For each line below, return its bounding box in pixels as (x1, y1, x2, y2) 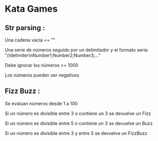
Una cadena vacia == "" (5, 37, 56, 43)
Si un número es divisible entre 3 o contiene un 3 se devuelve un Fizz (5, 110, 151, 116)
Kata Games (5, 3, 58, 15)
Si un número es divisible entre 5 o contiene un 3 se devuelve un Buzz (5, 120, 153, 126)
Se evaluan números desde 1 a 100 (5, 100, 78, 106)
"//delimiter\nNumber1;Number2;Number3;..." (5, 52, 101, 58)
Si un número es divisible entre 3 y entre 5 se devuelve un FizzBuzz (5, 130, 148, 136)
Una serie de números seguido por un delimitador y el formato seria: (5, 47, 149, 53)
